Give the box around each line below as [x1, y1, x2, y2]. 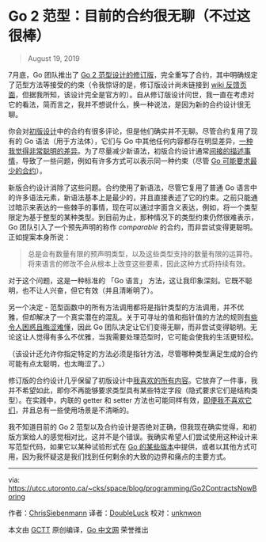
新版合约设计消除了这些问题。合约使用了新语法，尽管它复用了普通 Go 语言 [8, 183, 251, 192]
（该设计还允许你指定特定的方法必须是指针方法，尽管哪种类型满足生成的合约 [8, 349, 258, 358]
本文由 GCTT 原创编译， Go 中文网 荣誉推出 [8, 525, 149, 534]
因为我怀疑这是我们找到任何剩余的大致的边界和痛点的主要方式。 [21, 452, 230, 461]
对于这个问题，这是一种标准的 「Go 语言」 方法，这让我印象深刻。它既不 [8, 275, 245, 285]
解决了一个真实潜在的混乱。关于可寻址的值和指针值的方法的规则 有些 [35, 312, 258, 321]
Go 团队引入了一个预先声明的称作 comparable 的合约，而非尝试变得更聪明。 [8, 222, 257, 232]
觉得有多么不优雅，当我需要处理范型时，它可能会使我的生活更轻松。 [35, 332, 258, 341]
